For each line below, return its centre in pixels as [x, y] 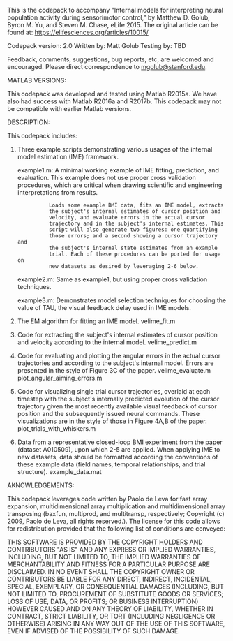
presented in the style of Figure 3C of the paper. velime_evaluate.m [114, 370]
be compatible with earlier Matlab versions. [69, 109]
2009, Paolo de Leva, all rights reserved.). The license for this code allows [114, 521]
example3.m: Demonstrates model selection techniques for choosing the [122, 300]
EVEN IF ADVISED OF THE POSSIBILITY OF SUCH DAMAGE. [93, 631]
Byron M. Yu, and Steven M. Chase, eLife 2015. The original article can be [113, 25]
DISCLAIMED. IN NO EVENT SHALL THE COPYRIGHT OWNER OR [101, 572]
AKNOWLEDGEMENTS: [41, 485]
